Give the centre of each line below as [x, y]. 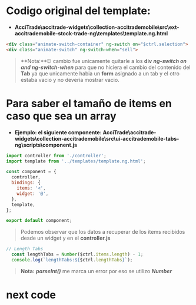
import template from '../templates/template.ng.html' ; [76, 161]
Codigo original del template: [79, 11]
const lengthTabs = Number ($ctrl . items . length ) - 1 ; [77, 254]
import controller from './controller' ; [57, 155]
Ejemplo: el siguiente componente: [58, 132]
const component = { [31, 172]
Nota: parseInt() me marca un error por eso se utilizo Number [96, 271]
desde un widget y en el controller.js [65, 238]
